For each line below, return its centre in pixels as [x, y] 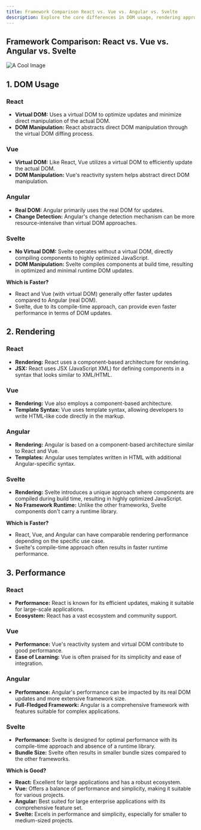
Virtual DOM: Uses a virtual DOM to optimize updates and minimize [98, 114]
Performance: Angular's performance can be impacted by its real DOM [103, 692]
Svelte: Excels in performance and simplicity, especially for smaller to [101, 814]
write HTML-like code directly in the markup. [70, 416]
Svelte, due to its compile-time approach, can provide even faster [96, 306]
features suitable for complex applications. [68, 711]
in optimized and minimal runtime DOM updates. [74, 270]
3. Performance [36, 573]
